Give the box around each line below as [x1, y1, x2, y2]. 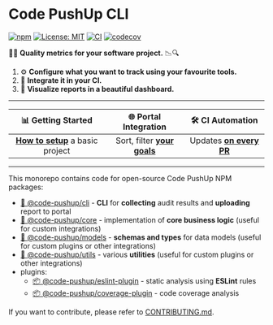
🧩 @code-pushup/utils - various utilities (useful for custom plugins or [19, 249, 254, 259]
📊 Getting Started [20, 115, 93, 126]
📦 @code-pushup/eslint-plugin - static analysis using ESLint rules [32, 275, 257, 285]
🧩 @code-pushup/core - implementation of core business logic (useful [19, 214, 260, 224]
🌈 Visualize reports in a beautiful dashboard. [19, 84, 175, 93]
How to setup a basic [15, 135, 98, 146]
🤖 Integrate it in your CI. [19, 75, 102, 85]
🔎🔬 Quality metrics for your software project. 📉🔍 [8, 48, 180, 58]
